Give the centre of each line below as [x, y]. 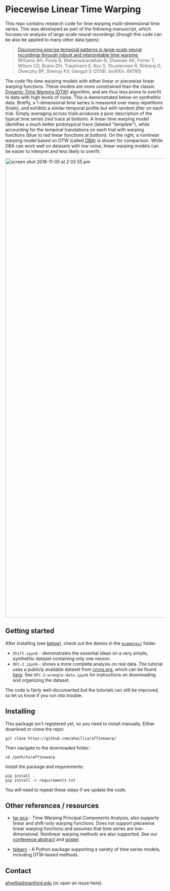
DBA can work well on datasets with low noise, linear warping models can [82, 145]
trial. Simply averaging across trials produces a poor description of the [79, 113]
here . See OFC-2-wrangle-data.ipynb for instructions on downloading [84, 674]
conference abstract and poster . [46, 840]
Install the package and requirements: [45, 766]
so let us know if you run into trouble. [44, 695]
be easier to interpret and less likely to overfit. [53, 151]
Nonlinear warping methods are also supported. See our [99, 834]
